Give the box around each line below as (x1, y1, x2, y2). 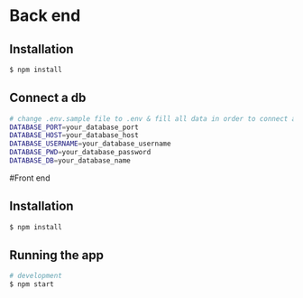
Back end (9, 5, 81, 26)
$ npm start (9, 280, 54, 289)
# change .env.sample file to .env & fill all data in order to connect (9, 114, 289, 123)
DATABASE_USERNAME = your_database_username (9, 139, 171, 149)
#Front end (9, 172, 50, 183)
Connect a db (9, 90, 87, 106)
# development (9, 272, 63, 281)
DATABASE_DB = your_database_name (9, 156, 131, 165)
